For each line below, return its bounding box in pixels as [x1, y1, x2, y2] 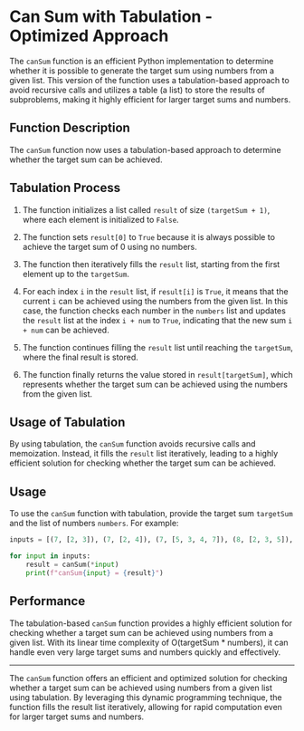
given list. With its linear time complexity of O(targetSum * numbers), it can [9, 637, 289, 648]
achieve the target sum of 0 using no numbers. [22, 241, 197, 252]
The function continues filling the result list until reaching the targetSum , [22, 341, 294, 352]
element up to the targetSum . [22, 268, 129, 279]
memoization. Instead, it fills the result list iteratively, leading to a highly [9, 448, 279, 459]
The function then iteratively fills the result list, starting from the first [22, 258, 280, 269]
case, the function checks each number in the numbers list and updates [22, 305, 287, 316]
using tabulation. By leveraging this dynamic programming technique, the [9, 691, 282, 703]
